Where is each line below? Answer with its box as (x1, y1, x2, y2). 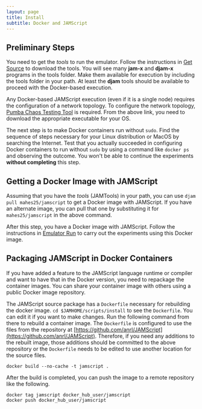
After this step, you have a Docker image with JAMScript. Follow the (6, 223, 175, 230)
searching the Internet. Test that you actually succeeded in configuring (6, 139, 183, 147)
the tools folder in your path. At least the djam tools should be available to (6, 78, 190, 85)
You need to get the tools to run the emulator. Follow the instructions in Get (6, 59, 193, 66)
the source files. (6, 351, 46, 359)
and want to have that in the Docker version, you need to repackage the (6, 276, 185, 283)
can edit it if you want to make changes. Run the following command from (6, 313, 190, 320)
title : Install (6, 14, 45, 21)
